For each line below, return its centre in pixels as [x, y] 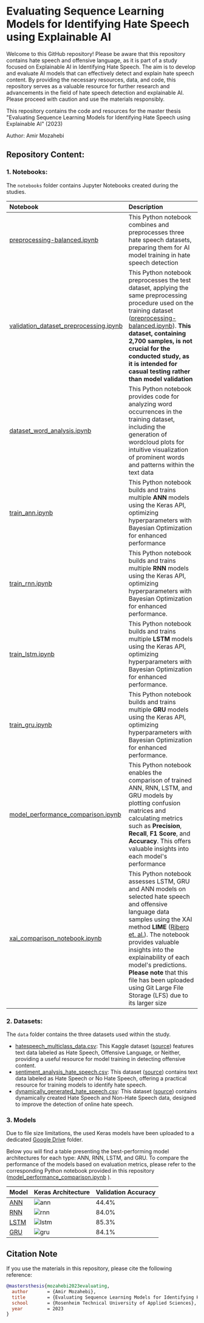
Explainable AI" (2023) [35, 123]
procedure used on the [161, 303]
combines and [149, 224]
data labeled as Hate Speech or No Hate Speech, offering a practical [101, 1078]
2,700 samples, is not [160, 340]
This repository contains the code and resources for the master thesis [93, 111]
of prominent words [157, 457]
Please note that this [158, 972]
